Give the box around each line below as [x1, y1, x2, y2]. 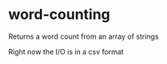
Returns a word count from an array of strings [8, 32, 159, 41]
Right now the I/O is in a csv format [8, 47, 124, 56]
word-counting [8, 6, 110, 24]
